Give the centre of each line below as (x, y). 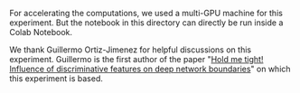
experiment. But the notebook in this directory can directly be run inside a (146, 23)
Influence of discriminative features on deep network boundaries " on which (150, 69)
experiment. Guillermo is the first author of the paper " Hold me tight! (136, 59)
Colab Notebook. (41, 32)
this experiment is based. (56, 79)
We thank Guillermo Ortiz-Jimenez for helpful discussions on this (130, 50)
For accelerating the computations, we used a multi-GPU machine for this (146, 13)
